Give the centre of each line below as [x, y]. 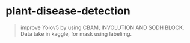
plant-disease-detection [68, 11]
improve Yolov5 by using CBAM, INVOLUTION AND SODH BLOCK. [102, 27]
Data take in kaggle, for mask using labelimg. [76, 33]
